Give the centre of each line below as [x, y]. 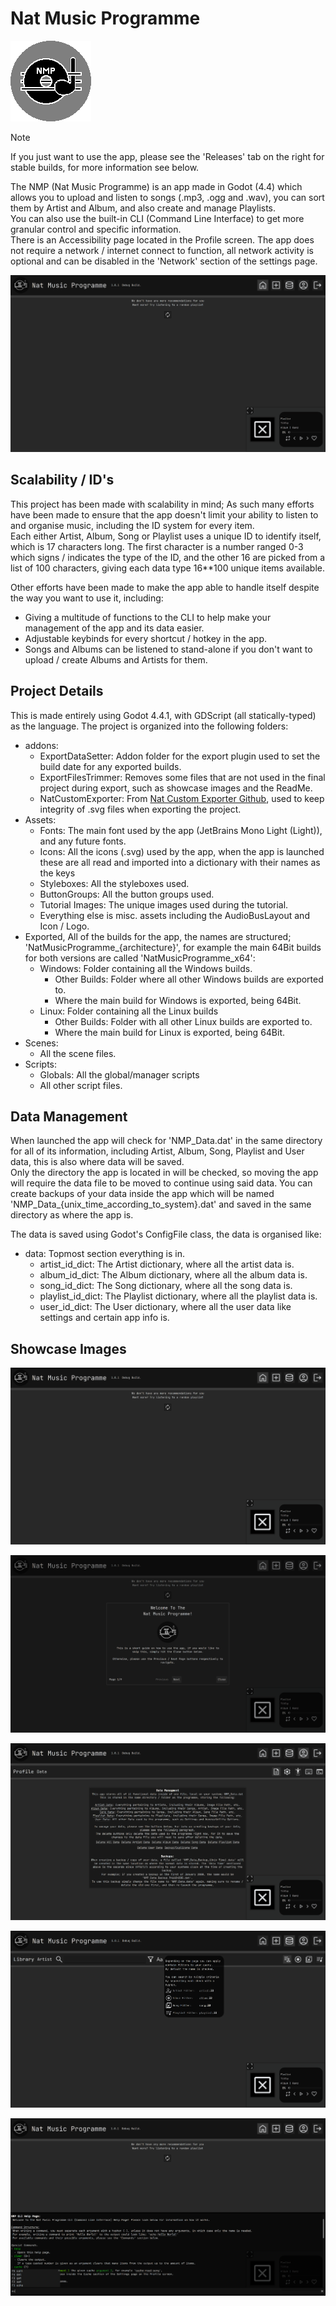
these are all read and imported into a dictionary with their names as [180, 862]
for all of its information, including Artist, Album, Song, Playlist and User [157, 1151]
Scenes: [41, 1043]
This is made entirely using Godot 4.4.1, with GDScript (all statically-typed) [163, 715]
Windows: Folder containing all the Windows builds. [146, 968]
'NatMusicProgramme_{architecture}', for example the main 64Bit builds [173, 947]
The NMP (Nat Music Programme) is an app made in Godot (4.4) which [156, 186]
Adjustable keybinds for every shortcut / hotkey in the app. [145, 638]
